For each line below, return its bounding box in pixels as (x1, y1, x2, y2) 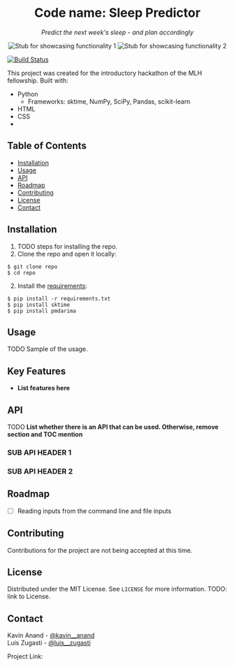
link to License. (7, 592, 51, 600)
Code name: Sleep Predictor (34, 5, 201, 21)
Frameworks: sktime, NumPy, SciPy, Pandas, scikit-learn (27, 97, 191, 106)
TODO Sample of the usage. (7, 345, 89, 353)
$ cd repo (7, 269, 36, 276)
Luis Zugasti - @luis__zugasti (7, 639, 91, 647)
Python (17, 90, 38, 98)
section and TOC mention (7, 430, 83, 439)
